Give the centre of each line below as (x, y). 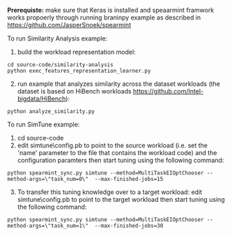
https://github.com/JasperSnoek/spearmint (69, 25)
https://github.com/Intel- (168, 91)
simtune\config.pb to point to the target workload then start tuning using (121, 199)
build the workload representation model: (76, 52)
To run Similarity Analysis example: (57, 38)
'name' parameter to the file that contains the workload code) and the (117, 153)
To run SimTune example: (44, 124)
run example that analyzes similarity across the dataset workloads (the (119, 84)
